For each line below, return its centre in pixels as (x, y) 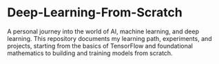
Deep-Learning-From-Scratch (95, 13)
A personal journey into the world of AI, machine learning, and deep (103, 31)
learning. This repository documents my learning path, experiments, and (109, 38)
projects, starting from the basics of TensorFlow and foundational (100, 46)
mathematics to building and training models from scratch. (90, 53)
